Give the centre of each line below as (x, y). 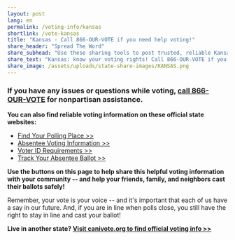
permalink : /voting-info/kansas (54, 27)
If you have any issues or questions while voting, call (99, 91)
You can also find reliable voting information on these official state (106, 114)
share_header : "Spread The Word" (56, 46)
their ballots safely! (36, 186)
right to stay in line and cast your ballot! (64, 215)
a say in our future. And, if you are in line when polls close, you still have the (116, 207)
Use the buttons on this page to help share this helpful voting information (116, 171)
